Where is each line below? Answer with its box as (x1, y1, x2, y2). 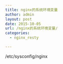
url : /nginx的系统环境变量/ (5, 26, 58, 31)
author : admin (5, 12, 35, 17)
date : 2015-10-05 (5, 21, 41, 26)
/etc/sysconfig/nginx (5, 53, 48, 59)
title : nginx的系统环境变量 (5, 7, 58, 12)
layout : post (5, 16, 32, 21)
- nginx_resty (9, 35, 39, 40)
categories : (5, 30, 30, 35)
